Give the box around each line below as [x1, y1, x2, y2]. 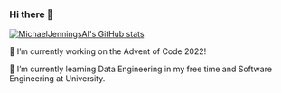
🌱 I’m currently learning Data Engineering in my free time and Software [9, 63, 273, 75]
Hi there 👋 [9, 8, 54, 21]
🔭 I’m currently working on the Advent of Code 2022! [9, 46, 207, 57]
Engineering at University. [9, 73, 106, 84]
